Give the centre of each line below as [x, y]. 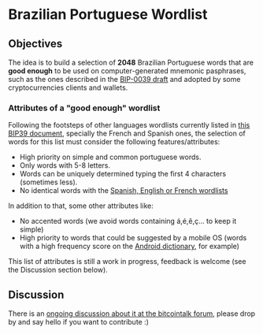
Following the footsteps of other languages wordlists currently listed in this [129, 125]
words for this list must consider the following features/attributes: [114, 142]
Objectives [35, 44]
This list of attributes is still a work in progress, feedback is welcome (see [127, 262]
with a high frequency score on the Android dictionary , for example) [130, 247]
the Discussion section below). [58, 270]
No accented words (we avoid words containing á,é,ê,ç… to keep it [128, 221]
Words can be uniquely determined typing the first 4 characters [123, 174]
